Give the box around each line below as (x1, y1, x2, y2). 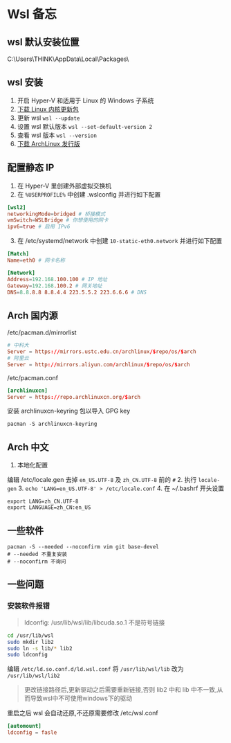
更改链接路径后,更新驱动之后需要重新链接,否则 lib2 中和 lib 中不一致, (24, 686, 217, 694)
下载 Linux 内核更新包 (17, 105, 80, 113)
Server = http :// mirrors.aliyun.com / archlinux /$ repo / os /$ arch (7, 361, 190, 368)
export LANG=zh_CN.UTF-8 (7, 498, 79, 505)
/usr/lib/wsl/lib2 (7, 672, 60, 679)
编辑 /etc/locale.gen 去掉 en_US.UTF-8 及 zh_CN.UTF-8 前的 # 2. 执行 (7, 476, 197, 484)
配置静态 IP (7, 162, 55, 174)
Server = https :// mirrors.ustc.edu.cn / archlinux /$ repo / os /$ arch (7, 348, 196, 355)
